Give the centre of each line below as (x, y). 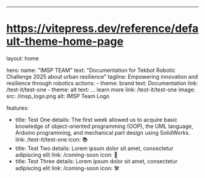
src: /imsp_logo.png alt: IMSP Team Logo (58, 96)
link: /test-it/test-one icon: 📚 (52, 139)
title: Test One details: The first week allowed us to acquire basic (96, 119)
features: (18, 108)
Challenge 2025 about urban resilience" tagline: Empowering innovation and (102, 76)
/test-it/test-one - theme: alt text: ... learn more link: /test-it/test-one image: (101, 90)
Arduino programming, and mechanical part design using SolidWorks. (103, 132)
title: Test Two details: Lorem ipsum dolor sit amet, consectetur (94, 148)
